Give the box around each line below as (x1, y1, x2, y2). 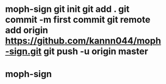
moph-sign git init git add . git (5, 3, 130, 15)
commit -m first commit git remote (5, 14, 151, 25)
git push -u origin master (43, 46, 149, 57)
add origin (5, 25, 48, 36)
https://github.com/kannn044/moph (5, 35, 161, 47)
